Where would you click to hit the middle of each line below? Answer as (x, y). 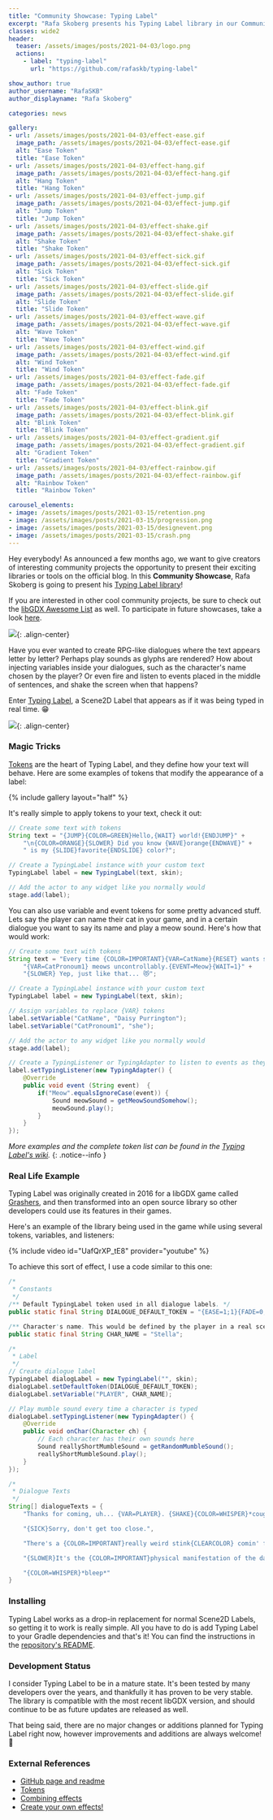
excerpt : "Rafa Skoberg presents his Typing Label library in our (123, 24)
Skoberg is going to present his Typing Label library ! (96, 584)
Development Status (50, 1666)
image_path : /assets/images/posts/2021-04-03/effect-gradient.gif (130, 445)
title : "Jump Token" (50, 219)
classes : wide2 (34, 31)
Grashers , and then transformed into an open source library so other (123, 1202)
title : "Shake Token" (52, 249)
